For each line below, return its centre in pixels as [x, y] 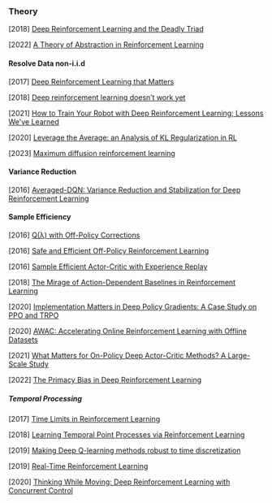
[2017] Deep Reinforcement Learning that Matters [91, 81]
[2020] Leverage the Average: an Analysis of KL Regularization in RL [123, 137]
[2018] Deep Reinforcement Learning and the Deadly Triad [106, 29]
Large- [239, 355]
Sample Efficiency [40, 217]
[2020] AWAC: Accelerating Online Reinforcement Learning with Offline [128, 331]
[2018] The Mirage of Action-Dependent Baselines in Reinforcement [122, 282]
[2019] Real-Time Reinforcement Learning [78, 466]
